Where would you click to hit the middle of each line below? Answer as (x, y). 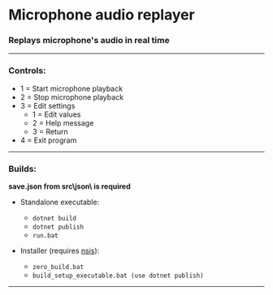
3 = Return (50, 131)
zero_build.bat (58, 267)
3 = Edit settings (48, 105)
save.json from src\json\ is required (70, 186)
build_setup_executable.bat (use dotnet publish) (118, 276)
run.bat (45, 236)
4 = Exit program (48, 140)
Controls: (27, 71)
